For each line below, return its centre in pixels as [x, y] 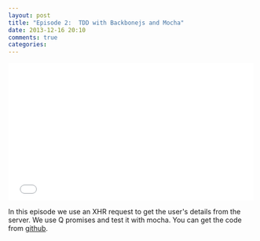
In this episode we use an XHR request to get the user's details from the [125, 212]
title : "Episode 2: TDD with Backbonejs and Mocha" [96, 23]
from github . [28, 228]
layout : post [29, 15]
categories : [27, 45]
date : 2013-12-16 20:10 [47, 30]
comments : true [33, 37]
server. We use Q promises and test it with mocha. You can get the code [125, 220]
